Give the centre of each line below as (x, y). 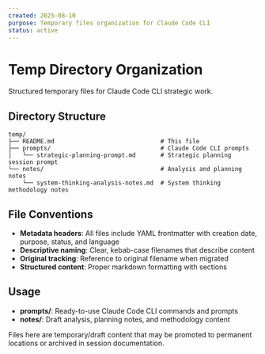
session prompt (33, 162)
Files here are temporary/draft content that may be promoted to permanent (130, 334)
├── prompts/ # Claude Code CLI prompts (129, 148)
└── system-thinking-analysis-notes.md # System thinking (122, 183)
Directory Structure (57, 116)
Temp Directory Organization (106, 69)
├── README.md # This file (104, 142)
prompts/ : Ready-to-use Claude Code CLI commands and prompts (129, 310)
